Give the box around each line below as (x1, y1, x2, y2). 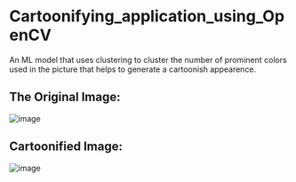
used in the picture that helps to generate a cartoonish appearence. (9, 64, 257, 75)
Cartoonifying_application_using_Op (9, 6, 285, 27)
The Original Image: (9, 90, 122, 105)
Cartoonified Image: (9, 139, 123, 154)
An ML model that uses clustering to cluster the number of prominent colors (9, 54, 287, 65)
